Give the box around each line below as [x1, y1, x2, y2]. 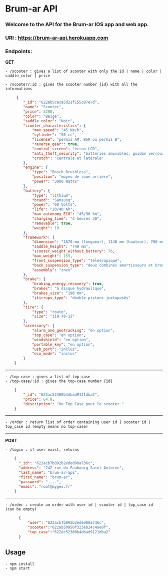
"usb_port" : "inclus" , [31, 347, 79, 352]
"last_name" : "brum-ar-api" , [18, 470, 79, 475]
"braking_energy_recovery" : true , [31, 281, 104, 286]
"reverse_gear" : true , [31, 142, 79, 147]
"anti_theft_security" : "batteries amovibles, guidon [31, 151, 146, 156]
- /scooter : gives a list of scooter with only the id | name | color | [5, 69, 162, 74]
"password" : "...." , [18, 479, 61, 484]
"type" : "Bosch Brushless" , [31, 170, 91, 175]
